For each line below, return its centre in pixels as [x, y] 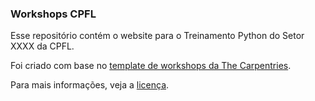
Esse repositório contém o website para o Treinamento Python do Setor [157, 36]
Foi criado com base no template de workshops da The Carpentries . [151, 66]
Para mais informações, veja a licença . [90, 85]
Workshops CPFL [53, 14]
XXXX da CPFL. [42, 46]
